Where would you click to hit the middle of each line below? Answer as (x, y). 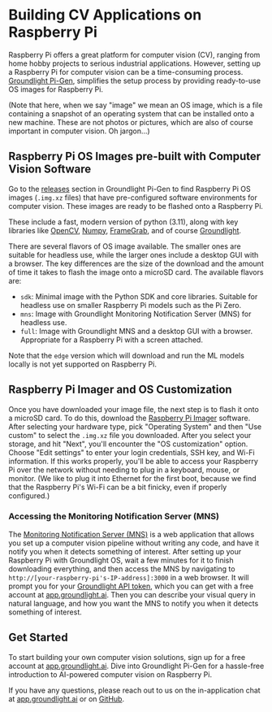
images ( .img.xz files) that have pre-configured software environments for (133, 198)
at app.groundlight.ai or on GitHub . (66, 699)
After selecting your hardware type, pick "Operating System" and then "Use (135, 426)
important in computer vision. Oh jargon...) (79, 131)
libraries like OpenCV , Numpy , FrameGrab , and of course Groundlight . (125, 230)
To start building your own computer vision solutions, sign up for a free (127, 657)
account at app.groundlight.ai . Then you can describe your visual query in (132, 594)
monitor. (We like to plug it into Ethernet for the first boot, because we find (133, 478)
